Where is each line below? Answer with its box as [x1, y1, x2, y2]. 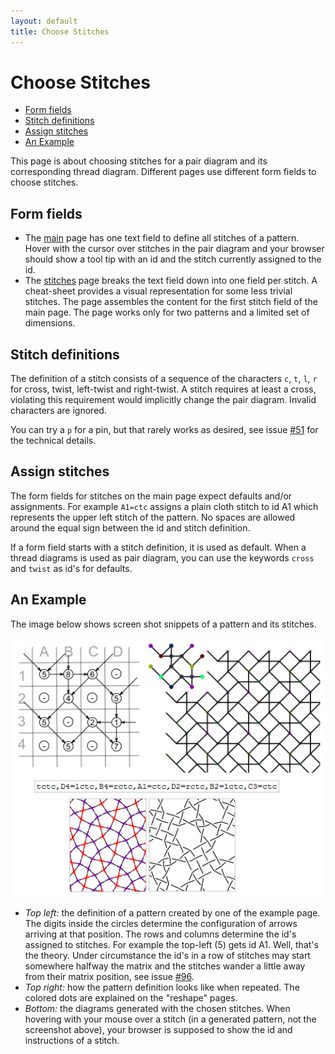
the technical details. [10, 435, 97, 447]
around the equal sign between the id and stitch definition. [10, 521, 251, 534]
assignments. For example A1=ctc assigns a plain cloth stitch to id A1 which [10, 500, 319, 512]
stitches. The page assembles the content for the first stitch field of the [24, 296, 318, 308]
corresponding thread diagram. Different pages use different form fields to [10, 166, 317, 178]
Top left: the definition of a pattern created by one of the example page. [24, 907, 321, 919]
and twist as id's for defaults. [10, 562, 133, 574]
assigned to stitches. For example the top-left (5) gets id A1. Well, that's [24, 939, 319, 951]
